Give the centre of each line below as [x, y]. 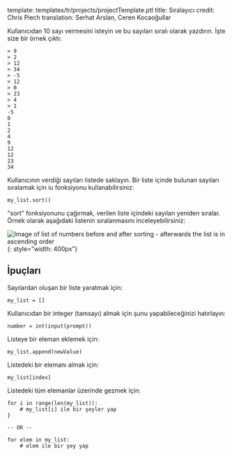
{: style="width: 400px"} [42, 249]
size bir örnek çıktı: [34, 38]
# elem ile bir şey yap [54, 446]
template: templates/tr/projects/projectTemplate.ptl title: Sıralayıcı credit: [111, 10]
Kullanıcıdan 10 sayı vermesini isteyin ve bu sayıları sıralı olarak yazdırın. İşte [116, 31]
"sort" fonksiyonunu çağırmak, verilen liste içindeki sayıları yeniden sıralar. [114, 213]
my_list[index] [29, 377]
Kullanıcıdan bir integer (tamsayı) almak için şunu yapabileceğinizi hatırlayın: [117, 313]
